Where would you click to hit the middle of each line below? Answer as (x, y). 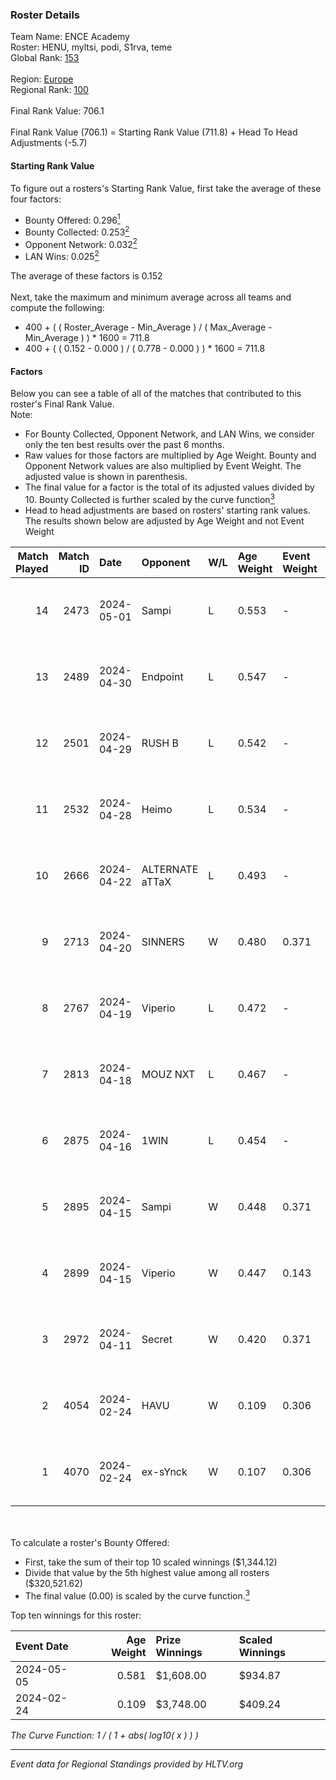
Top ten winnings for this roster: (76, 1615)
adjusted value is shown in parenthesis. (106, 477)
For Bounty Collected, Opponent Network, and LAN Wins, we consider (169, 434)
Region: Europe (42, 79)
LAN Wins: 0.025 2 (62, 256)
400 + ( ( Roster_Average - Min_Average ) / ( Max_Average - (148, 327)
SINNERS (163, 941)
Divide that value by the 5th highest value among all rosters (147, 1572)
